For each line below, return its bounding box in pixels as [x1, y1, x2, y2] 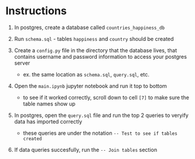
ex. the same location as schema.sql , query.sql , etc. [23, 71, 149, 78]
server [14, 59, 30, 66]
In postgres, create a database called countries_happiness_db [14, 24, 165, 31]
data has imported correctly [14, 117, 82, 125]
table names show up [23, 100, 76, 107]
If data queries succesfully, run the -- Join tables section [14, 146, 158, 153]
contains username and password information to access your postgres [14, 53, 187, 60]
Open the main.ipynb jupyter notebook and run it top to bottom [14, 82, 167, 90]
